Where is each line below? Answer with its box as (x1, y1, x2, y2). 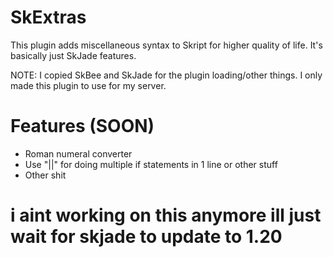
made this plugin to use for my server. (10, 79, 167, 91)
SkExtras (10, 6, 87, 29)
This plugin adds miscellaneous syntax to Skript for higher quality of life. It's (10, 39, 323, 51)
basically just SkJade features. (10, 49, 137, 61)
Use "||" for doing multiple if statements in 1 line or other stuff (24, 158, 278, 170)
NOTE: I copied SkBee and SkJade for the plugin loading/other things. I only (10, 69, 323, 81)
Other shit (24, 169, 67, 181)
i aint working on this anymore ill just (10, 204, 322, 227)
